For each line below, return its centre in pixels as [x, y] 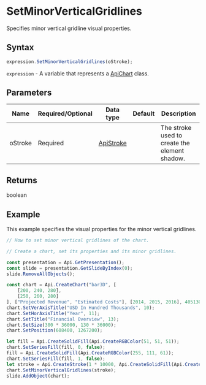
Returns [22, 180]
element [172, 151]
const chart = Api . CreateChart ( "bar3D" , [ [61, 285]
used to [171, 135]
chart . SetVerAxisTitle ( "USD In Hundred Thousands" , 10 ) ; [81, 308]
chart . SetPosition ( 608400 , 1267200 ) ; [55, 330]
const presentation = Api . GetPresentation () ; [65, 262]
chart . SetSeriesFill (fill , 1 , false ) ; [56, 359]
